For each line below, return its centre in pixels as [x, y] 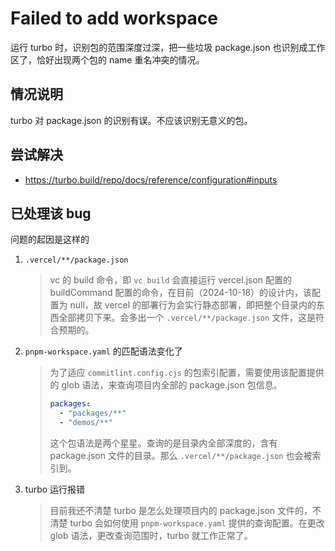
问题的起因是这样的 [50, 239]
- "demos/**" [85, 423]
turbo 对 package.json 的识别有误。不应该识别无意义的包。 [131, 120]
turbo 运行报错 [55, 489]
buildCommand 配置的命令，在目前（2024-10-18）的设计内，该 [181, 293]
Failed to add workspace [114, 18]
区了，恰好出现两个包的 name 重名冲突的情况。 [107, 59]
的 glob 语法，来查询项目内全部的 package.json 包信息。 [166, 385]
